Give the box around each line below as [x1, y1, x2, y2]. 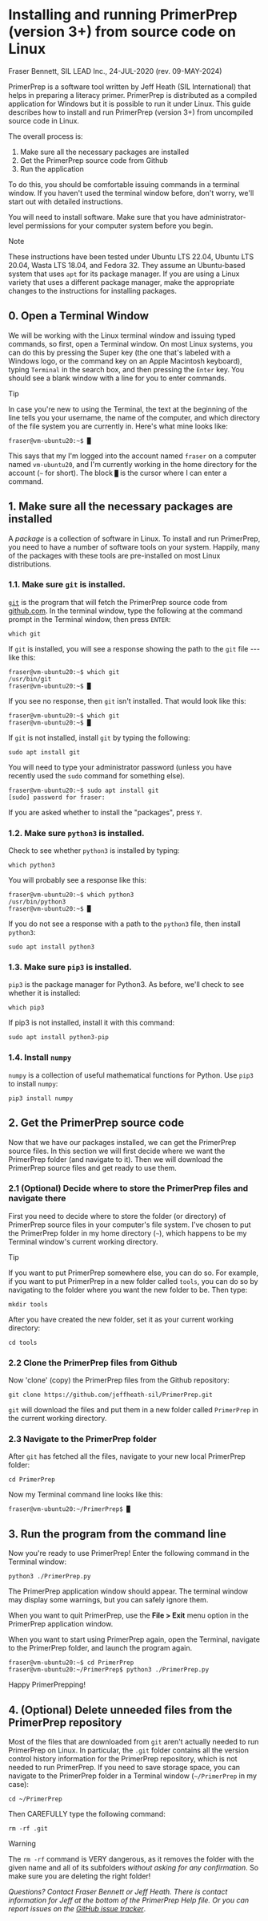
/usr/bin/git [8, 675, 52, 683]
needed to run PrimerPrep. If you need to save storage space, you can [8, 1763, 241, 1773]
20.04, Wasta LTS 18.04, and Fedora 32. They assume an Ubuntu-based [8, 260, 246, 270]
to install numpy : [8, 1078, 58, 1088]
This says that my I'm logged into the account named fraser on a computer [8, 451, 257, 461]
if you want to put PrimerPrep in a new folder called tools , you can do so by [8, 1276, 258, 1285]
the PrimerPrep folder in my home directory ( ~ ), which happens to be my [8, 1228, 247, 1237]
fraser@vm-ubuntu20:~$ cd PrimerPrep [8, 1659, 134, 1667]
